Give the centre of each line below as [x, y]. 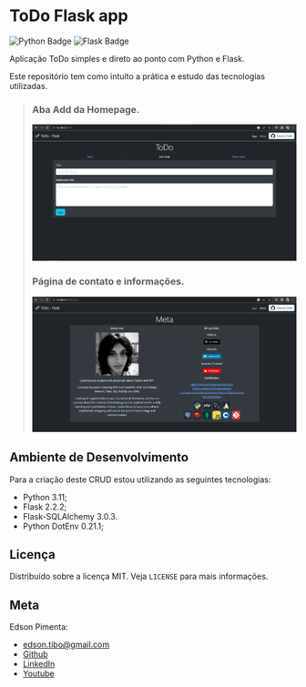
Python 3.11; [45, 497]
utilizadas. [29, 86]
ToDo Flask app [69, 16]
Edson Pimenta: [39, 627]
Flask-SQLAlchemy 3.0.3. [70, 516]
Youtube [38, 673]
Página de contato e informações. [108, 281]
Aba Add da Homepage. [86, 109]
